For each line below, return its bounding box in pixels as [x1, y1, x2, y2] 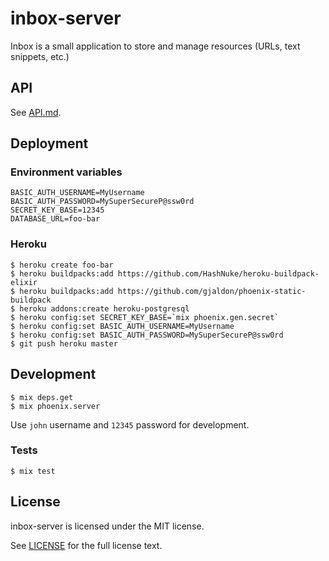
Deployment [10, 135, 89, 152]
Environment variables [10, 165, 123, 179]
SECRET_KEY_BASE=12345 [10, 205, 105, 216]
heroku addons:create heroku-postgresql [19, 303, 190, 314]
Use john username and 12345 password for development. [10, 418, 250, 431]
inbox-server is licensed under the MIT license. [10, 520, 205, 532]
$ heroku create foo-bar [10, 260, 114, 270]
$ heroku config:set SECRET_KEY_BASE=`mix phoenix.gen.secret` [10, 312, 280, 322]
